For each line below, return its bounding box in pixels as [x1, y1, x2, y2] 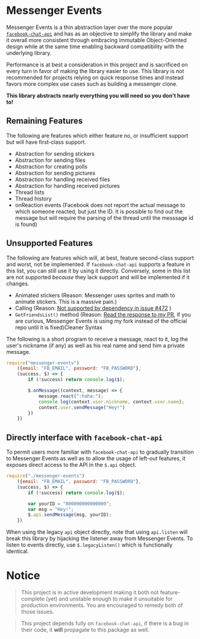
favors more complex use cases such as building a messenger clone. [6, 80, 178, 88]
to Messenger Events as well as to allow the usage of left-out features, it [6, 455, 186, 462]
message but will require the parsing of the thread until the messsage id [14, 214, 194, 221]
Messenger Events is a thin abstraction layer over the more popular [6, 24, 173, 31]
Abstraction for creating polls [14, 162, 88, 170]
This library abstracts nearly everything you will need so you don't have [6, 92, 190, 99]
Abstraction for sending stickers [14, 150, 95, 157]
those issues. [20, 608, 54, 615]
